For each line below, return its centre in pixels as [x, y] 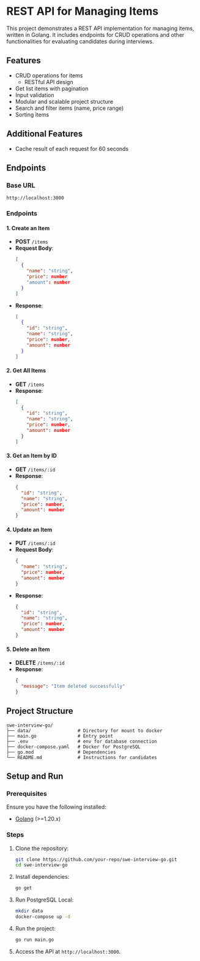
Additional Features [45, 134]
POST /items [31, 242]
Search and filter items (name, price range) [69, 108]
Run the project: [35, 928]
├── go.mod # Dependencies [61, 752]
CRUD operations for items [49, 75]
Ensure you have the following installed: [57, 807]
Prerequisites [27, 793]
